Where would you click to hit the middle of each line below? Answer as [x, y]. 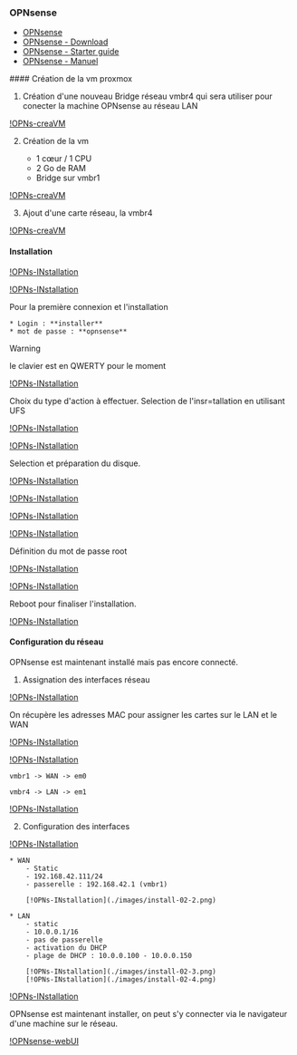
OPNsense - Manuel [60, 62]
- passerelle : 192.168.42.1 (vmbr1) [97, 884]
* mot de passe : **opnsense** [68, 331]
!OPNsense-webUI [44, 1040]
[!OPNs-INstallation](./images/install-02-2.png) [121, 900]
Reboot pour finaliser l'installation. [73, 604]
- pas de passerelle [64, 940]
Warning [25, 348]
